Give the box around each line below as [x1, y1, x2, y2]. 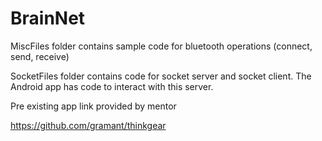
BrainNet [10, 7, 86, 30]
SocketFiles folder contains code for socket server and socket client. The [10, 70, 312, 82]
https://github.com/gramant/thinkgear [10, 119, 167, 131]
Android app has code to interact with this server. [10, 80, 214, 92]
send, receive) [10, 50, 70, 62]
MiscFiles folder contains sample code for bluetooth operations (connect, [10, 40, 313, 52]
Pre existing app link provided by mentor [10, 100, 177, 112]
